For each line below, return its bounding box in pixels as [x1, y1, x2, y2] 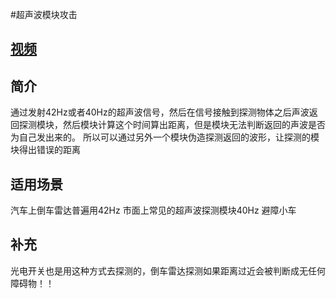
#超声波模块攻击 [10, 9, 78, 20]
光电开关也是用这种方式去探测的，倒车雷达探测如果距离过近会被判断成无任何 [10, 264, 326, 277]
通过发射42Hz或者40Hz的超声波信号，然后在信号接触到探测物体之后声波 [10, 106, 310, 118]
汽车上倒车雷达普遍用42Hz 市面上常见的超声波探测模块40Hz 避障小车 [10, 204, 297, 217]
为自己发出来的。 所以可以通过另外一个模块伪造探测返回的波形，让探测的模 [10, 131, 320, 143]
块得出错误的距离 [10, 144, 81, 156]
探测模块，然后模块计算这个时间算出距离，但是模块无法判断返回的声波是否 [18, 119, 326, 131]
